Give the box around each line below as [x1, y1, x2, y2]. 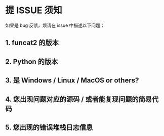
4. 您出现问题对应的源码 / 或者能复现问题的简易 [5, 95, 152, 104]
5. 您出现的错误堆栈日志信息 [5, 123, 93, 131]
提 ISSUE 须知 [5, 5, 62, 16]
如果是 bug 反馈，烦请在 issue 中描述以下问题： [5, 22, 105, 28]
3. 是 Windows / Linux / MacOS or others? [5, 76, 139, 85]
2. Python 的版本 [5, 57, 58, 66]
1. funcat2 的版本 [5, 38, 59, 47]
